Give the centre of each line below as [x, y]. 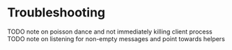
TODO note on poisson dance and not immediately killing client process [110, 32]
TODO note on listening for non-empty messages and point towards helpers [116, 38]
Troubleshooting [56, 13]
